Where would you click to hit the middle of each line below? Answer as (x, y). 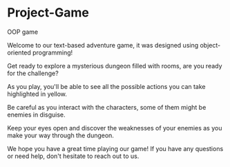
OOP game (23, 32)
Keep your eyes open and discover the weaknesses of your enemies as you (115, 128)
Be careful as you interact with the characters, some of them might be (107, 107)
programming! (52, 52)
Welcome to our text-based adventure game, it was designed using (103, 45)
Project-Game (48, 13)
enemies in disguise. (36, 115)
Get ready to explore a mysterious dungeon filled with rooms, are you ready (115, 66)
